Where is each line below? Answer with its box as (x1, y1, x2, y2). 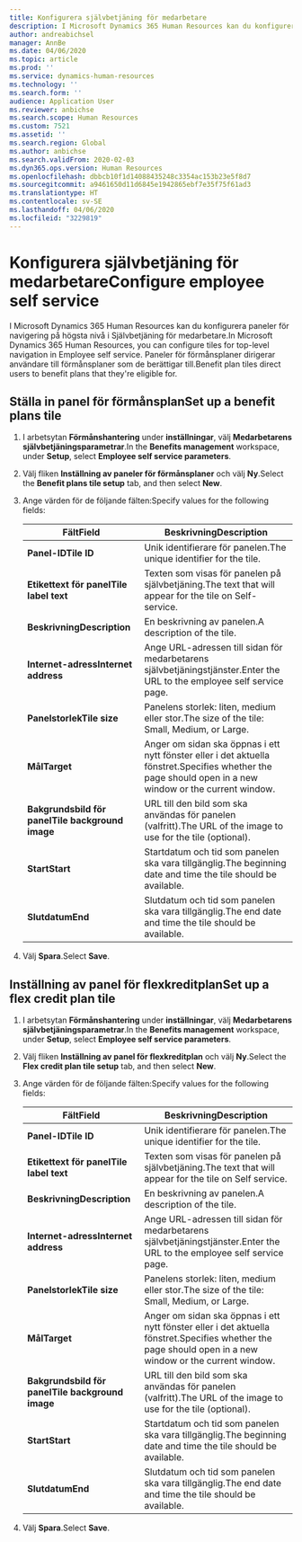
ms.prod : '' (9, 64, 54, 73)
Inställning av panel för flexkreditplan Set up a (9, 977, 270, 992)
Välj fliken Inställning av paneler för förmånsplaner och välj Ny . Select (22, 468, 284, 479)
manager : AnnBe (9, 38, 67, 48)
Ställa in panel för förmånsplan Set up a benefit (9, 394, 276, 409)
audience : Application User (9, 96, 115, 106)
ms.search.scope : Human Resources (9, 113, 139, 122)
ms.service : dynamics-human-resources (9, 72, 155, 81)
